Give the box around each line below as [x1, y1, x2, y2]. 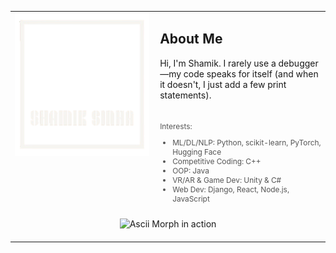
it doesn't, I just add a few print [159, 78, 287, 90]
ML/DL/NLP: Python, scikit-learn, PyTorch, [172, 137, 322, 148]
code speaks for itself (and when [183, 67, 319, 80]
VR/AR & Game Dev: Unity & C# [172, 175, 282, 186]
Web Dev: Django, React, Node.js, [172, 184, 290, 195]
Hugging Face [172, 147, 222, 158]
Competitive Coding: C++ [172, 156, 262, 167]
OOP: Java [172, 166, 210, 176]
